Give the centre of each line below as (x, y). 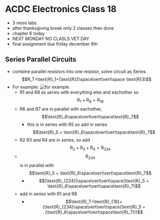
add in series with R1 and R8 (48, 194)
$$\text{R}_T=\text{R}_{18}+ (94, 202)
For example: (25, 87)
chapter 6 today (28, 33)
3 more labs (24, 23)
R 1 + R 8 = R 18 (90, 100)
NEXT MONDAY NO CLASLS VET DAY (51, 39)
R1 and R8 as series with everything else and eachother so (79, 92)
